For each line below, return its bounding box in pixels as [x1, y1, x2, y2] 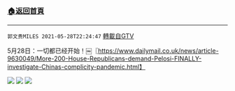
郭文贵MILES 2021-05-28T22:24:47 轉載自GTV [7, 32, 134, 40]
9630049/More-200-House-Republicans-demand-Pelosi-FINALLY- [7, 54, 202, 63]
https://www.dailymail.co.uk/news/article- [97, 47, 219, 55]
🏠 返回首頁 [7, 6, 45, 15]
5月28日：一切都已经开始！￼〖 [7, 47, 99, 55]
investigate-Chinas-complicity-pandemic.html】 [7, 63, 145, 71]
